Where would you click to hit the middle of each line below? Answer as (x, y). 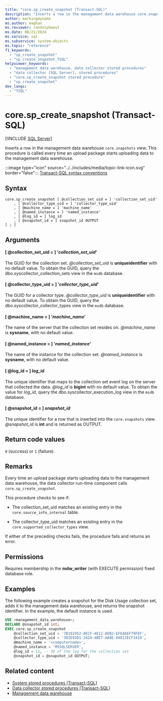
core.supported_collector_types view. (50, 527)
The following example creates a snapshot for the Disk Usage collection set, (81, 600)
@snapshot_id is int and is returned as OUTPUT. (54, 424)
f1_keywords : (18, 50)
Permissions (24, 557)
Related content (30, 671)
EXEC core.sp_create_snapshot (36, 629)
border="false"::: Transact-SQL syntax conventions (56, 173)
